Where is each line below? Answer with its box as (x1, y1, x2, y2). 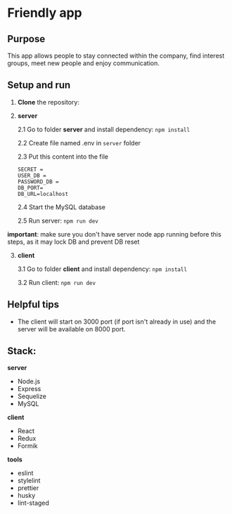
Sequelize (17, 392, 47, 401)
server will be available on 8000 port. (17, 324, 126, 333)
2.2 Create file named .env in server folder (17, 138, 141, 147)
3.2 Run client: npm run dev (17, 278, 96, 286)
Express (17, 385, 41, 393)
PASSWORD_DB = (17, 178, 59, 185)
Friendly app (7, 5, 82, 21)
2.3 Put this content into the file (17, 152, 109, 161)
